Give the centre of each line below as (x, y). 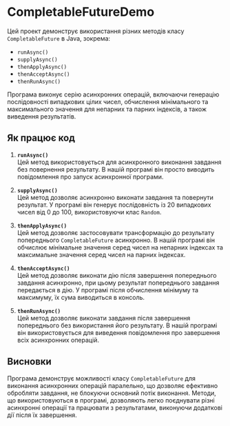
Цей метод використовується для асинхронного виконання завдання (119, 162)
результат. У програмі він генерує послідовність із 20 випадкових (114, 205)
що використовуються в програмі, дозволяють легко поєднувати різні (111, 400)
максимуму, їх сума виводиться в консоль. (81, 297)
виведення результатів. (42, 116)
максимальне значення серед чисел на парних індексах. (101, 254)
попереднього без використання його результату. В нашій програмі (117, 325)
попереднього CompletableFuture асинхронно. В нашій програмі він (116, 240)
